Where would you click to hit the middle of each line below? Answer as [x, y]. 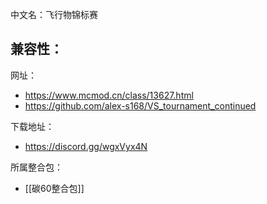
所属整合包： [36, 167]
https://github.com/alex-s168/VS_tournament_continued [140, 105]
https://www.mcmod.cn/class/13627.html [109, 95]
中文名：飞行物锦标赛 [54, 14]
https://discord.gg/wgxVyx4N [86, 146]
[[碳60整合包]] [54, 188]
